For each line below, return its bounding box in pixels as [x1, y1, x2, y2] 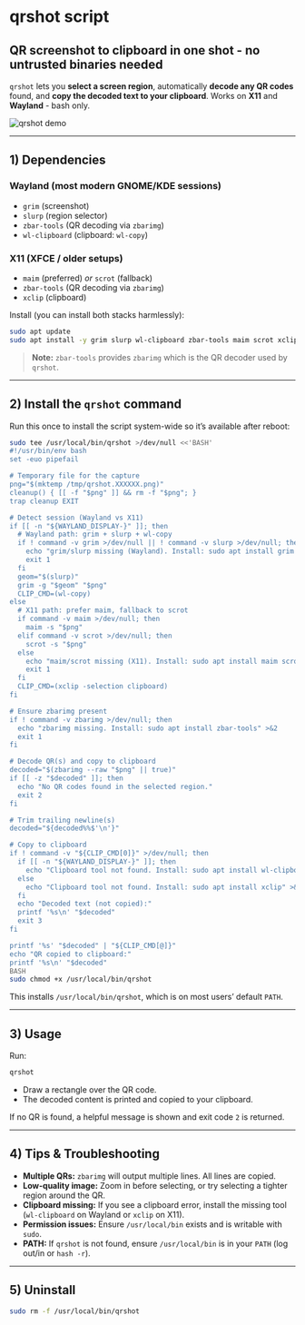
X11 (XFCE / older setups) [9, 252, 123, 264]
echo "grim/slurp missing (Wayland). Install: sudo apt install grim [25, 547, 295, 556]
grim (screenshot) [22, 200, 90, 211]
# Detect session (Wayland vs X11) [9, 513, 144, 522]
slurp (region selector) [22, 210, 108, 221]
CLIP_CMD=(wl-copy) [17, 588, 92, 598]
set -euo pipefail [9, 455, 79, 464]
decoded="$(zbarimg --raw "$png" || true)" [9, 766, 177, 775]
